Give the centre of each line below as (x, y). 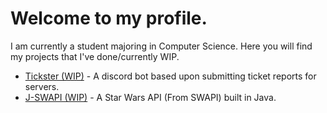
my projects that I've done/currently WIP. (95, 56)
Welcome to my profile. (109, 18)
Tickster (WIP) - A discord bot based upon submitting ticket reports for (170, 76)
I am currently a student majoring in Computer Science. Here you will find (161, 46)
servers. (42, 86)
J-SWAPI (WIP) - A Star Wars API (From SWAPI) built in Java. (150, 97)
